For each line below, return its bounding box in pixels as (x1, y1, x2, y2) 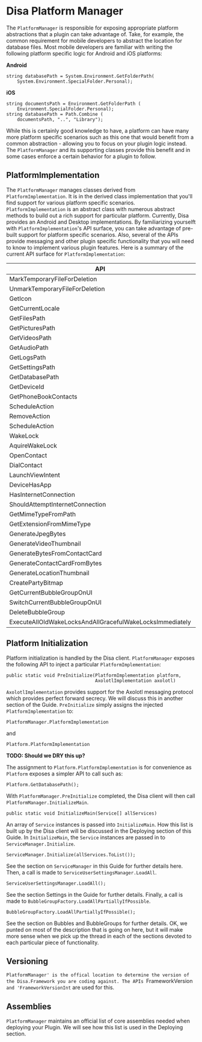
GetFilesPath (9, 314, 46, 322)
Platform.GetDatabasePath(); (6, 781, 79, 788)
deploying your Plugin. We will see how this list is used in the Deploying (6, 1024, 183, 1031)
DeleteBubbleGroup (9, 608, 65, 616)
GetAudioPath (9, 343, 49, 352)
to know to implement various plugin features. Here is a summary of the (6, 244, 184, 251)
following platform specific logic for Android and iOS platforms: (6, 49, 162, 57)
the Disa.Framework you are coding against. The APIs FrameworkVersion (6, 977, 194, 985)
